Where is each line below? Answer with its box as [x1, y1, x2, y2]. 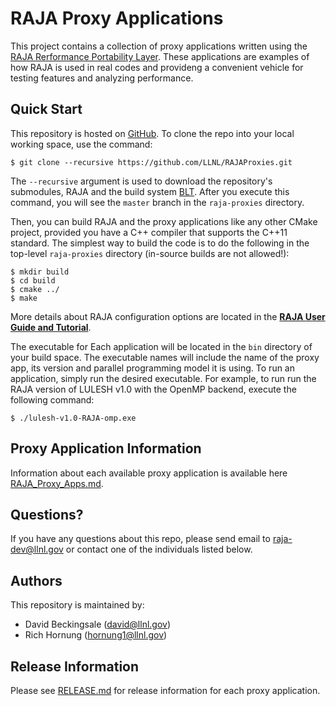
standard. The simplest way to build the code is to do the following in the [10, 237, 310, 249]
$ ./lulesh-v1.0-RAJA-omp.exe [10, 413, 137, 423]
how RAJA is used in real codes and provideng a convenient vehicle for [10, 61, 304, 73]
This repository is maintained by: [10, 599, 145, 611]
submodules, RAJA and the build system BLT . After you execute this [10, 185, 290, 197]
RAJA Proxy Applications [10, 7, 224, 30]
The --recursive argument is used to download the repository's [10, 175, 273, 187]
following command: [10, 393, 95, 406]
